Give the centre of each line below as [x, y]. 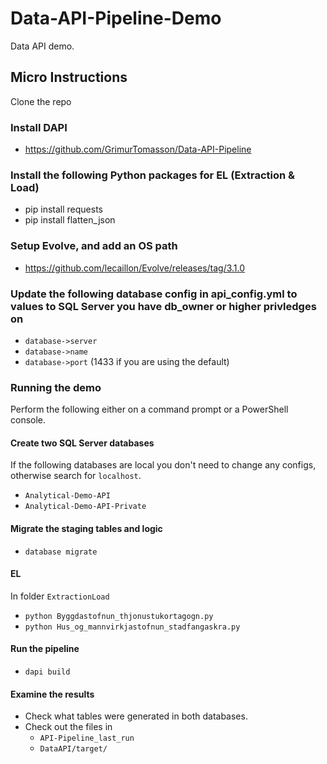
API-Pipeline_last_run [87, 738]
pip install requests [63, 209]
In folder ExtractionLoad [60, 596]
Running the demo [56, 387]
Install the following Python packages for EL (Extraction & [153, 175]
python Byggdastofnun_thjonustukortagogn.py [119, 616]
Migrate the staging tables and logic [86, 529]
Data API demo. [42, 46]
